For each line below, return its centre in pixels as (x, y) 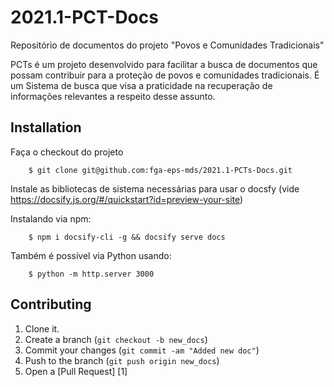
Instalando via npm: (51, 218)
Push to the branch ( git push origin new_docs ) (122, 360)
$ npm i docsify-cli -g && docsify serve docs (127, 237)
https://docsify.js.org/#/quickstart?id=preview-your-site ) (127, 199)
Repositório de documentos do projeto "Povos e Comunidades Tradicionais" (167, 45)
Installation (46, 127)
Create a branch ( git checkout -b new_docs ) (116, 339)
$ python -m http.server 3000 (91, 274)
